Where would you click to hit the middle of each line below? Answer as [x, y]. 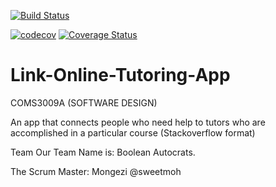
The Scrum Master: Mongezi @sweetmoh [96, 171]
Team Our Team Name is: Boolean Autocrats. [103, 152]
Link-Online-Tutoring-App [120, 75]
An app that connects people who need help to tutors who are [138, 122]
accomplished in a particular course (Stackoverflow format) [133, 132]
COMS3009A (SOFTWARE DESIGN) [84, 102]
